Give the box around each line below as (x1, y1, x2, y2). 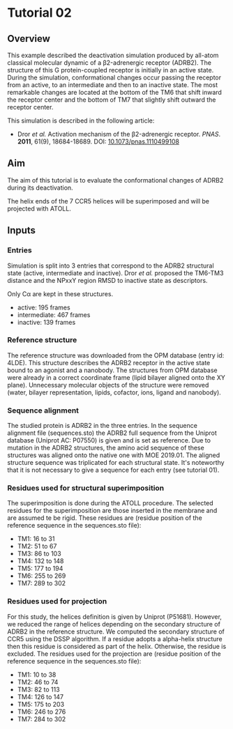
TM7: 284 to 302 (17, 714, 66, 723)
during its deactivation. (7, 183, 73, 192)
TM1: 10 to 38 (17, 670, 57, 679)
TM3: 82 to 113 (17, 685, 61, 693)
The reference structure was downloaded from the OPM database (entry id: (7, 351, 225, 360)
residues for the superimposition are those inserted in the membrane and (7, 507, 218, 515)
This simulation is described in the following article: (7, 116, 155, 125)
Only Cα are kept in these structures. (7, 289, 114, 298)
